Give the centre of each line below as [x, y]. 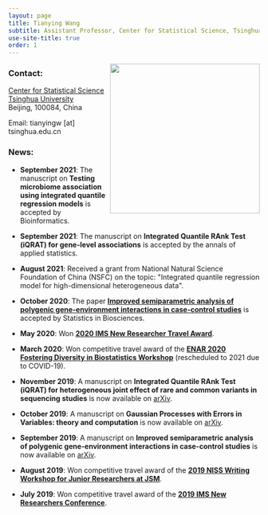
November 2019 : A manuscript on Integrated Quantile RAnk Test [128, 381]
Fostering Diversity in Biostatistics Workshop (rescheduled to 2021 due [140, 357]
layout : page [30, 16]
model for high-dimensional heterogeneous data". [102, 285]
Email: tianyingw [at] [42, 123]
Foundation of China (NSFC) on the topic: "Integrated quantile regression [140, 277]
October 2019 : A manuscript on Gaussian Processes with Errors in [131, 414]
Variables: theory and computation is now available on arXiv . [121, 422]
